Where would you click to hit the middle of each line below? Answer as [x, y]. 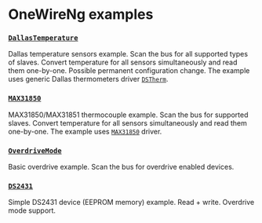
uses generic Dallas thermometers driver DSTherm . [88, 79]
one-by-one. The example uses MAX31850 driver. [85, 131]
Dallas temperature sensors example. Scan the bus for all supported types [128, 54]
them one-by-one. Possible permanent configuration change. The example [129, 71]
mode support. [32, 210]
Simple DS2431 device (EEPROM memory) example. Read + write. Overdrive [131, 203]
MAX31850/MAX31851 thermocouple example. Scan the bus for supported [128, 115]
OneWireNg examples [81, 15]
